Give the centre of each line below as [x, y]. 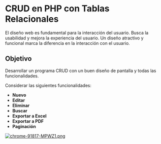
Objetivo [18, 59]
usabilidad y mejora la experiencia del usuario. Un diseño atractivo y [74, 38]
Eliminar [21, 105]
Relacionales [32, 19]
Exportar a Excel [29, 116]
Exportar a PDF [28, 121]
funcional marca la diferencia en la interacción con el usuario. [67, 43]
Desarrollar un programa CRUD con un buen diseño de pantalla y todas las [81, 71]
